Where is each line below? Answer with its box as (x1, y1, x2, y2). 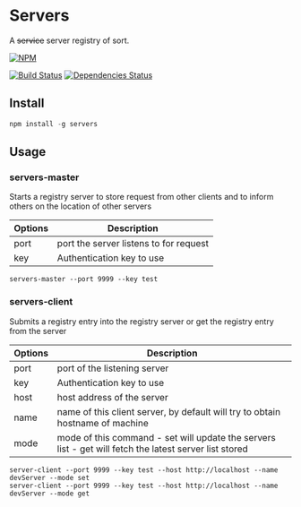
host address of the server (56, 391, 168, 403)
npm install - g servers (9, 119, 99, 128)
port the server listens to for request (56, 237, 209, 250)
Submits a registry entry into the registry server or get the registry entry (9, 315, 275, 327)
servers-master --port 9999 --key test (9, 275, 159, 284)
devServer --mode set (9, 473, 90, 482)
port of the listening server (56, 362, 169, 374)
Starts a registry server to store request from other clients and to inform (9, 192, 274, 202)
